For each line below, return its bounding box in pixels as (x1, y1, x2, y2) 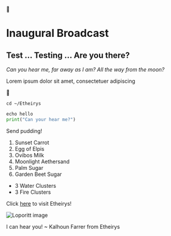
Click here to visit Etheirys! (6, 200, 72, 207)
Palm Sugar (14, 164, 43, 171)
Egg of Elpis (14, 145, 45, 152)
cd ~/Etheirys (6, 101, 42, 107)
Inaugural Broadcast (6, 27, 109, 40)
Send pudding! (6, 127, 43, 134)
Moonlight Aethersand (14, 158, 70, 165)
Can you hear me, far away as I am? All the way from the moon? (6, 66, 165, 73)
